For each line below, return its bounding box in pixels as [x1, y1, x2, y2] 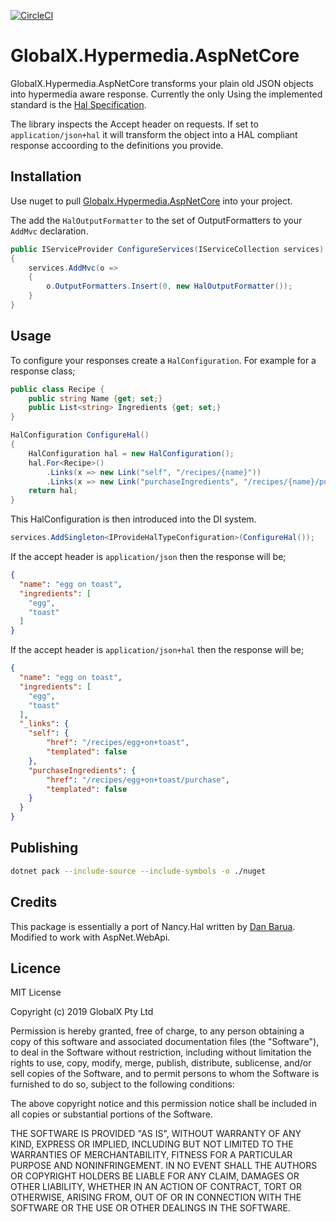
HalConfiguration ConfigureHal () [10, 430, 150, 440]
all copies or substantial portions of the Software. [10, 1108, 213, 1120]
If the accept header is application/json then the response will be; [10, 551, 287, 563]
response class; [10, 365, 76, 377]
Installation [10, 168, 82, 185]
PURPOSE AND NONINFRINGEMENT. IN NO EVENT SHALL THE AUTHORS [10, 1160, 318, 1172]
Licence [10, 960, 62, 977]
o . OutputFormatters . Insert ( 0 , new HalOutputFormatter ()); [46, 281, 293, 292]
